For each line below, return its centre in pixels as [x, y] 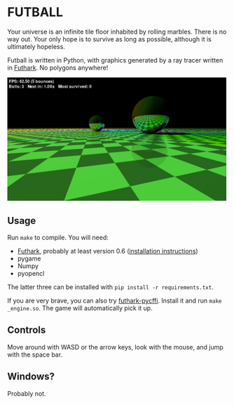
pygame [29, 258]
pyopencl [31, 273]
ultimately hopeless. [36, 46]
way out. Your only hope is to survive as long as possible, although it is [109, 39]
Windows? [31, 377]
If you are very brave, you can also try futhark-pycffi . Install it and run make [115, 300]
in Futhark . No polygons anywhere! [58, 67]
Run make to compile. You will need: [58, 237]
